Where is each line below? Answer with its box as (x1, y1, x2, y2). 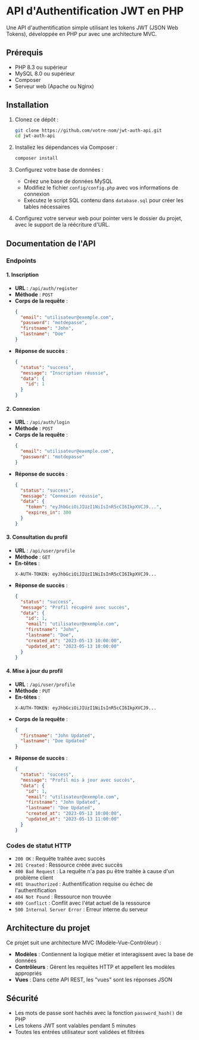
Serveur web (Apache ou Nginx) (14, 83, 94, 90)
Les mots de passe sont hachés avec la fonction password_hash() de (14, 1009, 183, 1016)
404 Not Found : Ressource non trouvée (14, 893, 111, 900)
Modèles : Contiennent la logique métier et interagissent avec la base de (14, 950, 194, 957)
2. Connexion (6, 405, 41, 412)
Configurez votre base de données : (14, 166, 104, 173)
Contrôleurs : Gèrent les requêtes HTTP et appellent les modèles (14, 963, 175, 970)
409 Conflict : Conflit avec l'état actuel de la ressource (14, 899, 151, 907)
